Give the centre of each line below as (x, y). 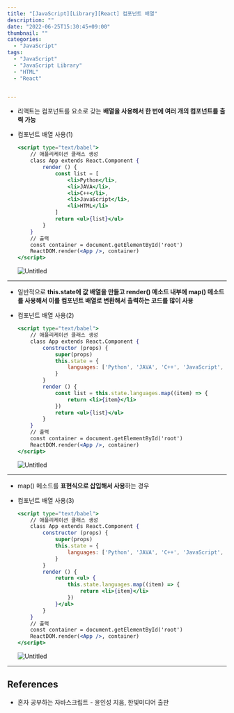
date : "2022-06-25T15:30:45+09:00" (59, 26)
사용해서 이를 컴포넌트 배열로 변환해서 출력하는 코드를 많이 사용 (109, 301)
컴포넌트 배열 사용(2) (46, 315)
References (33, 685)
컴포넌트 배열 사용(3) (46, 500)
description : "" (31, 20)
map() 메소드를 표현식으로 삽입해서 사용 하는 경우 (83, 486)
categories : (24, 40)
